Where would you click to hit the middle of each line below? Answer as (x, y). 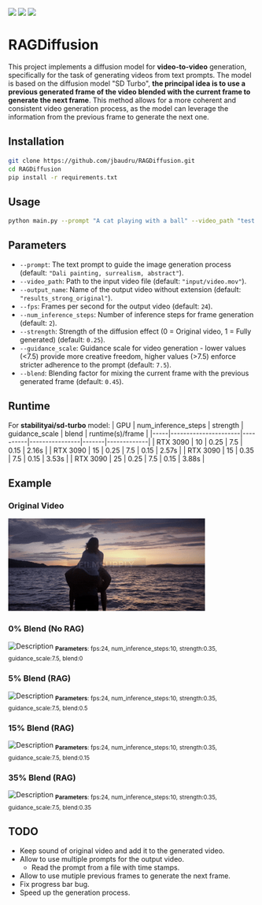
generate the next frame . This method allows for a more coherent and (122, 100)
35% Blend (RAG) (42, 778)
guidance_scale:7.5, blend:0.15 (49, 758)
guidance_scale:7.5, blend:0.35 (50, 807)
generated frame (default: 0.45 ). (72, 381)
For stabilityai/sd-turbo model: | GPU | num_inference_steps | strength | (126, 425)
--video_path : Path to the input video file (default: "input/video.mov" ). (133, 281)
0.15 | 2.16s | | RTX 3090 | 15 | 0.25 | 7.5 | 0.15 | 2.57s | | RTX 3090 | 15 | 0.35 (131, 450)
